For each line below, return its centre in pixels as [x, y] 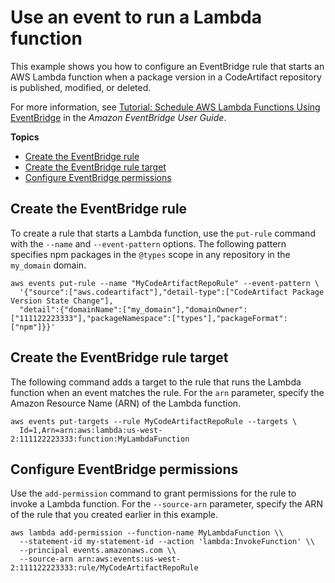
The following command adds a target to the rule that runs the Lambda [156, 382]
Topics [25, 137]
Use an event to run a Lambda [136, 17]
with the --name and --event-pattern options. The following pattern [148, 243]
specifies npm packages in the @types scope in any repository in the [150, 254]
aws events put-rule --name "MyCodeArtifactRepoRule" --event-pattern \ [165, 283]
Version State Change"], [62, 301]
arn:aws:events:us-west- [129, 559]
